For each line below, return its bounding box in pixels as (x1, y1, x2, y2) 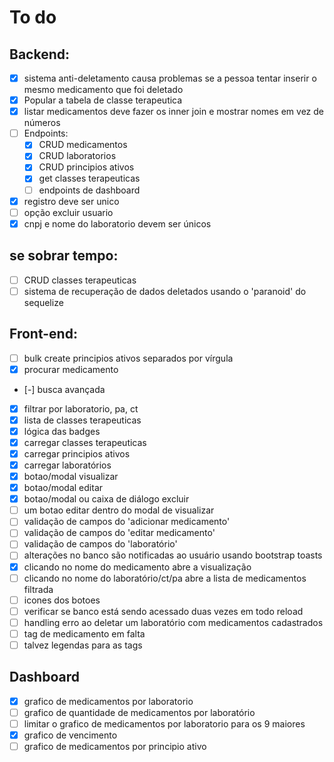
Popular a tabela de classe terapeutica (23, 94, 183, 106)
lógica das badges (23, 425, 101, 437)
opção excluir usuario (23, 206, 114, 218)
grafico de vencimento (23, 729, 118, 741)
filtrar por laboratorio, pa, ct (23, 402, 139, 415)
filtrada (23, 583, 54, 595)
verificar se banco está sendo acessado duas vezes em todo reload (23, 605, 304, 617)
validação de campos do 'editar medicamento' (23, 527, 216, 539)
